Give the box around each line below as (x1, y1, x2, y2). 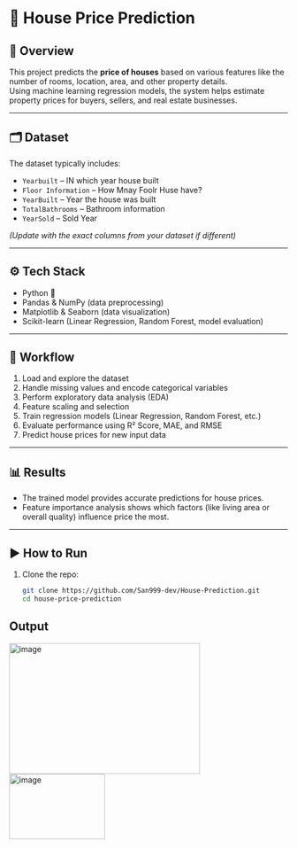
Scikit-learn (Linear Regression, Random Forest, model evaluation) (21, 315, 263, 326)
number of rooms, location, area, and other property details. (9, 76, 228, 87)
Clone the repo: (21, 569, 80, 580)
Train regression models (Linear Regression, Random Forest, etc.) (21, 411, 262, 422)
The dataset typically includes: (9, 158, 121, 168)
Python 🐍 (21, 287, 56, 298)
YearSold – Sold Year (21, 213, 98, 223)
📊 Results (9, 464, 66, 479)
